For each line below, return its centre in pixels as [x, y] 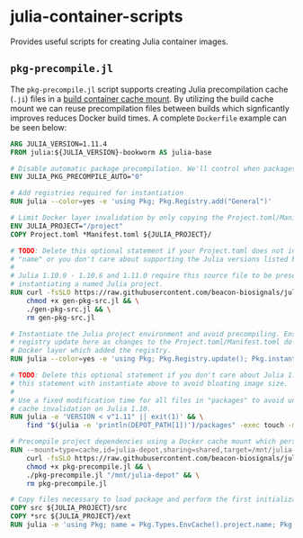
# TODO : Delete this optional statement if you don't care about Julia [147, 375]
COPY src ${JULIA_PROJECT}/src [69, 508]
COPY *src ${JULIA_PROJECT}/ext [71, 516]
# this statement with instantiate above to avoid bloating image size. [149, 383]
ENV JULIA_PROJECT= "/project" [67, 226]
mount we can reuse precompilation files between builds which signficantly [150, 108]
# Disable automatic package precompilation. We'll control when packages [153, 168]
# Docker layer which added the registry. [91, 351]
